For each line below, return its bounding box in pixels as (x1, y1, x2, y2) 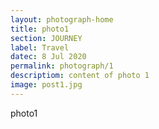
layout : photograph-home (10, 14, 114, 25)
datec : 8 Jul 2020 (10, 52, 87, 62)
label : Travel (10, 42, 70, 53)
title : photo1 (10, 24, 70, 34)
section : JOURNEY (10, 33, 83, 43)
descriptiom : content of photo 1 (10, 71, 150, 81)
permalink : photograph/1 (10, 61, 114, 71)
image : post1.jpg (10, 80, 83, 90)
